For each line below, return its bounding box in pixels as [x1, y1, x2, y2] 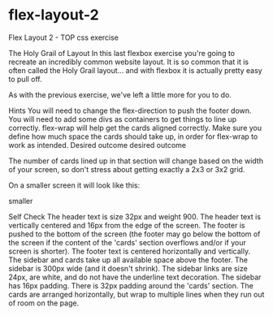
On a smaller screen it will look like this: [8, 180, 141, 190]
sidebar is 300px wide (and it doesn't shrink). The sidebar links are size [8, 263, 248, 273]
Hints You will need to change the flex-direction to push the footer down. [8, 106, 252, 115]
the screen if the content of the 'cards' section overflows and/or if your [8, 237, 246, 247]
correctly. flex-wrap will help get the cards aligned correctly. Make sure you [8, 123, 262, 132]
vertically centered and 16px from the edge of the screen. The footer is [8, 220, 245, 230]
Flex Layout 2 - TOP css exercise [8, 32, 119, 42]
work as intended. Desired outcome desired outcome [8, 140, 187, 149]
